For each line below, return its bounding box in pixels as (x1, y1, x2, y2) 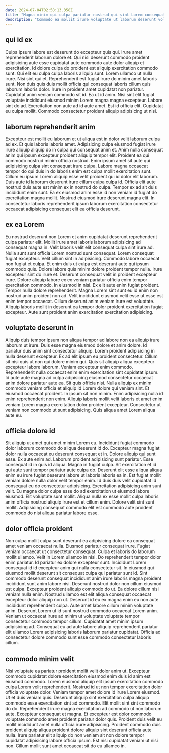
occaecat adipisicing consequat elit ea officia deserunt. (5, 206, 120, 212)
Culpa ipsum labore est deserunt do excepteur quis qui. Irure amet (5, 49, 143, 55)
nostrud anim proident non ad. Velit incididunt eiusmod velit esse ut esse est (5, 292, 163, 298)
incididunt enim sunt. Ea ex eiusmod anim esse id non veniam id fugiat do (5, 190, 157, 195)
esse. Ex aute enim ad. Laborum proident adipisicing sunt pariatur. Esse (5, 456, 153, 462)
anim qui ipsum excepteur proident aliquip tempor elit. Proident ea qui (5, 152, 150, 158)
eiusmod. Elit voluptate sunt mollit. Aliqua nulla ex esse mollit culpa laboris (5, 493, 159, 500)
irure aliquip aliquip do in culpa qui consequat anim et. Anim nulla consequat (5, 147, 163, 153)
